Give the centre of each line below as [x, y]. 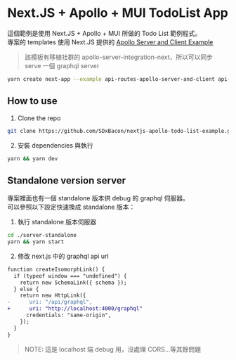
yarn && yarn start [36, 242]
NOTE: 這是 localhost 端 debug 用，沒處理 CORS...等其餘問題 [113, 349]
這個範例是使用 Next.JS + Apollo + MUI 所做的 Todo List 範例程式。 [104, 33]
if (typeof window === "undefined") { [71, 276]
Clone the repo [39, 118]
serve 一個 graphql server [62, 65]
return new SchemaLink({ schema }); [74, 283]
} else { [26, 289]
